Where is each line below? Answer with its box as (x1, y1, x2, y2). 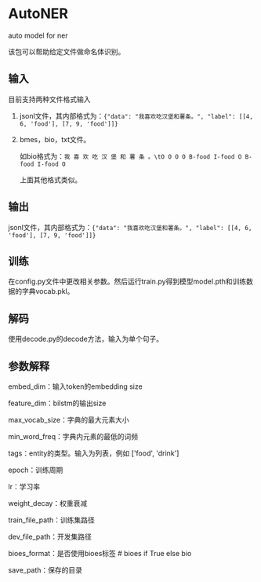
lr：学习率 (8, 482, 41, 491)
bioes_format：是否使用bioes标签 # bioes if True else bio (8, 549, 192, 558)
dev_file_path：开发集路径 (8, 532, 92, 541)
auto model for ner (8, 31, 68, 40)
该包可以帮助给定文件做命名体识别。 (8, 46, 125, 56)
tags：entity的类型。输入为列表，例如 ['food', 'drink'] (8, 448, 179, 458)
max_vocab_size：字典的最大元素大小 (8, 415, 129, 424)
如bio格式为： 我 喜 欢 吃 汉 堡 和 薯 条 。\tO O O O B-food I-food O (19, 151, 242, 161)
